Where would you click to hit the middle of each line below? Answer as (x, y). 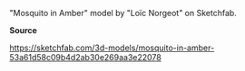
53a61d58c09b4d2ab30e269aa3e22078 (85, 57)
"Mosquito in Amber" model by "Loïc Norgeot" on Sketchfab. (123, 13)
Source (24, 30)
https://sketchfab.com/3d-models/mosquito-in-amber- (112, 48)
